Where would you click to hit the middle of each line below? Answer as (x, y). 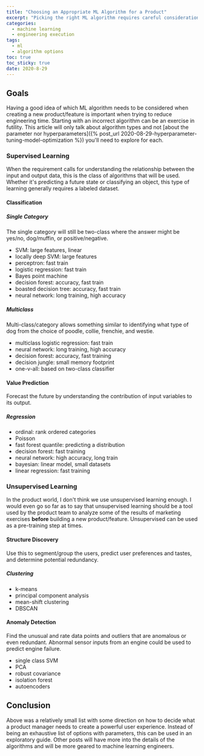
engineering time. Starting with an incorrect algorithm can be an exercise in (100, 121)
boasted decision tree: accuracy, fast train (68, 289)
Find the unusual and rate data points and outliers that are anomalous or (97, 635)
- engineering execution (43, 35)
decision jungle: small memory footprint (65, 362)
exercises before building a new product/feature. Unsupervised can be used (102, 519)
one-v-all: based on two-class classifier (65, 369)
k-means (26, 589)
